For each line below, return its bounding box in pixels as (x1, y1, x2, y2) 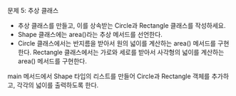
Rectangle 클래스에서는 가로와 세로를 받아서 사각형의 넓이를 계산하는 (33, 48, 225, 56)
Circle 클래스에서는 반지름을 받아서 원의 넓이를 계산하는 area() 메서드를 (17, 39, 216, 48)
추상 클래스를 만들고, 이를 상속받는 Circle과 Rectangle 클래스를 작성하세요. (17, 21, 226, 30)
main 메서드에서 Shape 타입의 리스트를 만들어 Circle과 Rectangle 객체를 (7, 72, 210, 80)
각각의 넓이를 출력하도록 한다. (16, 81, 99, 89)
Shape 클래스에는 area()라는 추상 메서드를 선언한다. (17, 31, 163, 38)
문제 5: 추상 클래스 (7, 6, 59, 14)
